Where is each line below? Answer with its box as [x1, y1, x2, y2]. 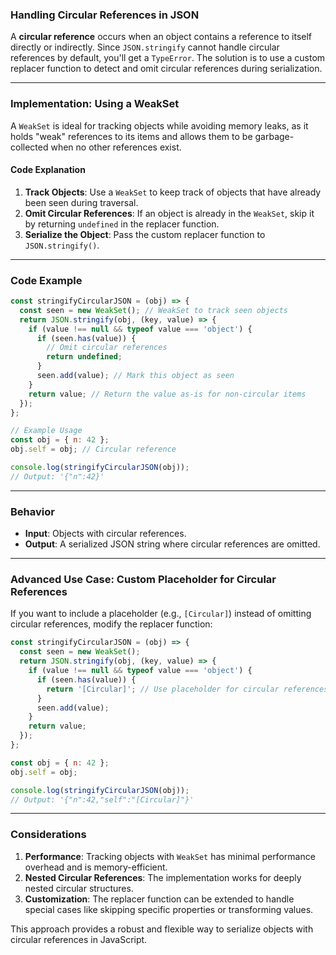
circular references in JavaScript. [10, 933, 148, 945]
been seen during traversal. [24, 196, 139, 208]
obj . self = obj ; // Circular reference [10, 444, 177, 455]
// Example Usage [10, 426, 83, 436]
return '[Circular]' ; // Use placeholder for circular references [46, 684, 329, 694]
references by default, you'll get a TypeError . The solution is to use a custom [10, 52, 326, 64]
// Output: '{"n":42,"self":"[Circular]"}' [10, 794, 195, 805]
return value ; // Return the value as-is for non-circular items [28, 389, 307, 399]
